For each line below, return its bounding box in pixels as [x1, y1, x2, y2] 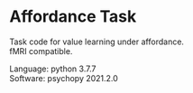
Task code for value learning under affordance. [9, 36, 185, 47]
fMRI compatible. [9, 45, 73, 56]
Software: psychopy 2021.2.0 [9, 72, 119, 83]
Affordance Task [9, 6, 137, 27]
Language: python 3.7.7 [9, 63, 96, 74]
